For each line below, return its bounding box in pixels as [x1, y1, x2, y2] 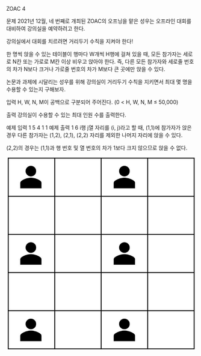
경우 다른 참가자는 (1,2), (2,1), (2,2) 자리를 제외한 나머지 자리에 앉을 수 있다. [6, 131, 183, 139]
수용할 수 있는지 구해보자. [6, 86, 66, 92]
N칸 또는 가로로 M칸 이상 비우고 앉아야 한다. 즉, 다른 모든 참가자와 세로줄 [12, 58, 183, 65]
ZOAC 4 [6, 5, 26, 12]
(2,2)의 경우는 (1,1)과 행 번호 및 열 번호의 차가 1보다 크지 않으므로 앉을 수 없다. [6, 144, 188, 151]
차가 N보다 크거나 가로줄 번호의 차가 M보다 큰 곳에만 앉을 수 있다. [12, 65, 165, 73]
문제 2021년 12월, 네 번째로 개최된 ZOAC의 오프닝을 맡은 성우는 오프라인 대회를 [6, 17, 191, 25]
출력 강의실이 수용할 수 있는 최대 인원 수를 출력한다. [6, 111, 126, 118]
